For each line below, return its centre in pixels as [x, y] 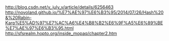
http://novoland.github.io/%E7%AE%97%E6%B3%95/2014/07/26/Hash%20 [84, 12]
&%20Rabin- [18, 18]
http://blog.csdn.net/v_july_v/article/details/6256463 [60, 7]
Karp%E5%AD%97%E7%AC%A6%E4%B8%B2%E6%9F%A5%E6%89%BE [84, 23]
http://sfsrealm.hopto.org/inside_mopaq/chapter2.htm [61, 33]
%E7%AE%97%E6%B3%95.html [39, 28]
